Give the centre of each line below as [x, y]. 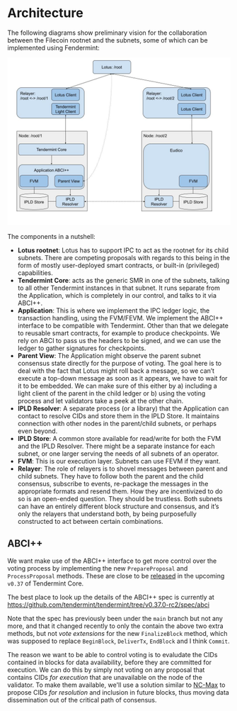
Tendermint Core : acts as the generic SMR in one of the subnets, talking [123, 280]
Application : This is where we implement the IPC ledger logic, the [114, 310]
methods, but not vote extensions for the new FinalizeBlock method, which [117, 633]
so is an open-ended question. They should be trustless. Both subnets [120, 498]
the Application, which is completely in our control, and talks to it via [117, 295]
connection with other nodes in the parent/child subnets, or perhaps [117, 423]
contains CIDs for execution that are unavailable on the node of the [105, 677]
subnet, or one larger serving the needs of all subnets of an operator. [118, 453]
